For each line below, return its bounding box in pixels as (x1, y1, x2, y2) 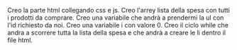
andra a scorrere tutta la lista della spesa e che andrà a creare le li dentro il (7, 28, 226, 37)
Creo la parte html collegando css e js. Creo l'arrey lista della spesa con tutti (7, 6, 231, 14)
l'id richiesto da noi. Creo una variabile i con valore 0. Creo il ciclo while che (7, 21, 229, 29)
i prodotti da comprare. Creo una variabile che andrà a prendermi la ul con (7, 13, 224, 22)
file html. (7, 36, 33, 44)
